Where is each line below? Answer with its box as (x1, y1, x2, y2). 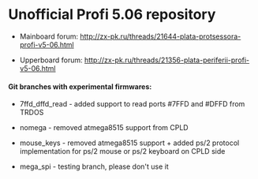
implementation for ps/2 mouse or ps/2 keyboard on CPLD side (19, 147, 226, 156)
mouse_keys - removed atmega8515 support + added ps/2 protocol (19, 138, 240, 147)
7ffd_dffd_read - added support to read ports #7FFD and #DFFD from (19, 99, 245, 109)
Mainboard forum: (19, 32, 79, 41)
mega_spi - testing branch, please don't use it (19, 162, 170, 171)
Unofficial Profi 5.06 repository (8, 6, 216, 24)
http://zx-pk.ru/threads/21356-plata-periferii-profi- (84, 55, 250, 65)
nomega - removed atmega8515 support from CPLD (19, 123, 189, 132)
